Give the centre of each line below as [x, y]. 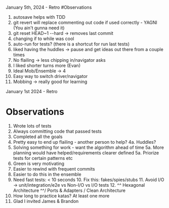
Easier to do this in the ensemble [47, 174]
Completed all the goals [38, 137]
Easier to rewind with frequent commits [54, 169]
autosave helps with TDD [39, 17]
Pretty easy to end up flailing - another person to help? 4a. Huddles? [85, 142]
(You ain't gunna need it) [39, 28]
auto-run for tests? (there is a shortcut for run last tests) [71, 44]
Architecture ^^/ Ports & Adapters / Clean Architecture [69, 190]
